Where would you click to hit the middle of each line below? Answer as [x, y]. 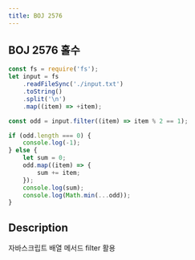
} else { [23, 150]
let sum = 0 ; [45, 158]
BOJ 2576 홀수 [44, 50]
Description [38, 227]
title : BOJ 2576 [35, 16]
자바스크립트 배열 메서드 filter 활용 [62, 248]
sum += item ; [59, 173]
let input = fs [34, 77]
